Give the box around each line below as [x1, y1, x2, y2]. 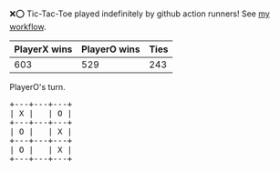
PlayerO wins [81, 43, 140, 55]
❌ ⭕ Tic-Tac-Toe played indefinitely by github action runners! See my [9, 8, 271, 19]
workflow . [9, 22, 47, 32]
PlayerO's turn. [9, 82, 66, 92]
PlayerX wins [14, 43, 73, 55]
